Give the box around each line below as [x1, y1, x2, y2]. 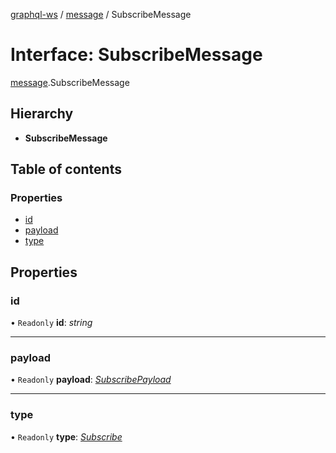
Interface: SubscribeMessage [10, 44, 263, 66]
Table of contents [10, 161, 122, 178]
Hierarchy [10, 105, 74, 123]
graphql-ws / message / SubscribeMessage [10, 9, 192, 20]
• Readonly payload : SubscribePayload [10, 374, 172, 386]
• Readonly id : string [10, 317, 93, 329]
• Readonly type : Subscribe [10, 430, 123, 443]
